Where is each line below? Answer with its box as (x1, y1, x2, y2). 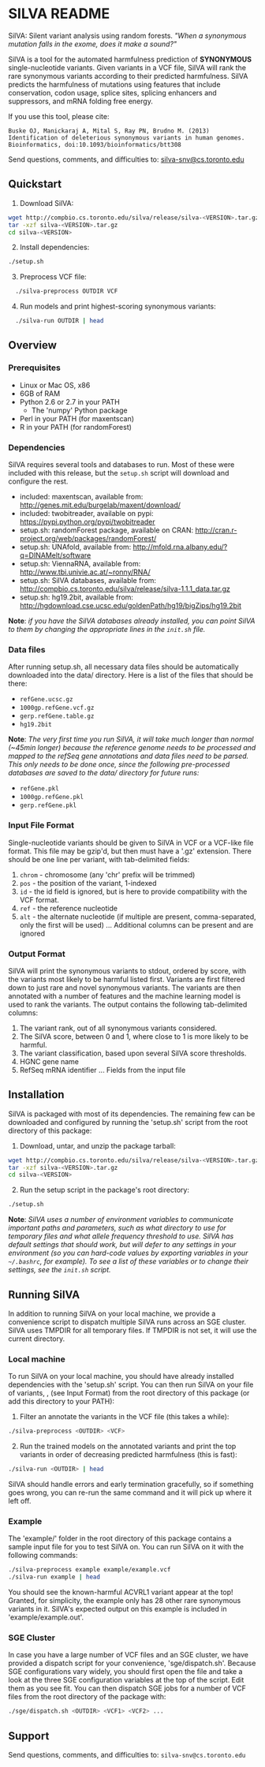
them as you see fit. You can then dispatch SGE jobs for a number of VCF (8, 1683, 247, 1693)
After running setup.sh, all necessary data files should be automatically (8, 662, 239, 671)
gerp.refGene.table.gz (19, 712, 95, 720)
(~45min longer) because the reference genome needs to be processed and (8, 743, 256, 753)
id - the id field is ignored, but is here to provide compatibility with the (19, 887, 248, 896)
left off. (8, 1496, 32, 1506)
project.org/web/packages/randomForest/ (19, 533, 157, 543)
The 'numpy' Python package (31, 405, 128, 415)
